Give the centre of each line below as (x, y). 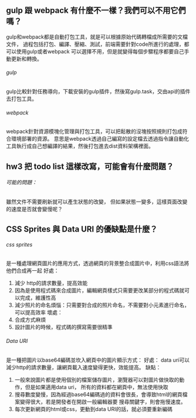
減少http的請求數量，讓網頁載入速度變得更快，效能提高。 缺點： (84, 367)
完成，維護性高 (38, 298)
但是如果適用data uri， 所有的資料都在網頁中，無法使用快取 (97, 387)
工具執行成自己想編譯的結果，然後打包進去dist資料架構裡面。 (80, 146)
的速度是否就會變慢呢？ (34, 209)
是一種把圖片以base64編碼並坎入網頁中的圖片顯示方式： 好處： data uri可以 (98, 360)
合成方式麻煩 (30, 320)
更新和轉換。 (26, 59)
